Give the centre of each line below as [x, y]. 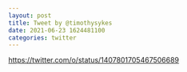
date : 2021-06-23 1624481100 [57, 30]
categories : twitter [43, 38]
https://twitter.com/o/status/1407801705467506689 [94, 60]
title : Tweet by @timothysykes [60, 23]
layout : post [30, 15]
